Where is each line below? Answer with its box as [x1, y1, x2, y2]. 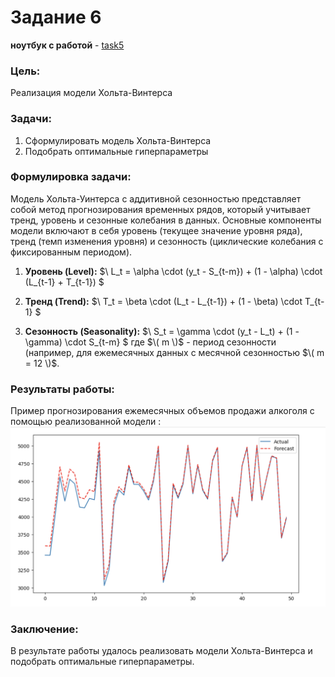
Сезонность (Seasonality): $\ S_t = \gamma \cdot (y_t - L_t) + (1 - [24, 325, 300, 337]
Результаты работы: [10, 382, 115, 396]
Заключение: [10, 622, 79, 636]
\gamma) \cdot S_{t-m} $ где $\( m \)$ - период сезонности [24, 336, 277, 348]
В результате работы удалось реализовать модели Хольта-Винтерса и [10, 645, 313, 657]
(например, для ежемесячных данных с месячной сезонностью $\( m [24, 346, 325, 358]
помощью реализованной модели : [10, 416, 162, 428]
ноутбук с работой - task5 [10, 39, 125, 51]
